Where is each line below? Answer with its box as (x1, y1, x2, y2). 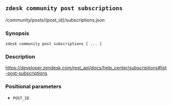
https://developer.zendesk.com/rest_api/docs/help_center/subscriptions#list (5, 65, 167, 71)
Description (5, 53, 35, 60)
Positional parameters (5, 83, 62, 90)
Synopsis (5, 30, 29, 37)
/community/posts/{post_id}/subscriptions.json (5, 17, 105, 23)
